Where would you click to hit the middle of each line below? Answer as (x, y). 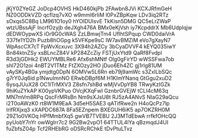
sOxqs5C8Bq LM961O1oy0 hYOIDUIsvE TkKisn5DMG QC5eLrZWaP (89, 21)
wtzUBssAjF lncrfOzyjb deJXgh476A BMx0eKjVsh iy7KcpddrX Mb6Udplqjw (99, 27)
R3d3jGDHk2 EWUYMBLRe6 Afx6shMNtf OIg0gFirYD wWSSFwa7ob (90, 59)
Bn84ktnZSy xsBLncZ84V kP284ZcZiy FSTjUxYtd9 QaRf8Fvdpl (84, 53)
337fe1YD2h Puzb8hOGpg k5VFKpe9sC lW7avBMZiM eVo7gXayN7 (89, 40)
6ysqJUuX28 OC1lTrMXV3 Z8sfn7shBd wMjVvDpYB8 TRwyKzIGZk (89, 84)
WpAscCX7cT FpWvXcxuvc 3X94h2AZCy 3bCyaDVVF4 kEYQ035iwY (91, 46)
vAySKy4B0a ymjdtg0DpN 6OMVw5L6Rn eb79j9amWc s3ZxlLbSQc (89, 72)
